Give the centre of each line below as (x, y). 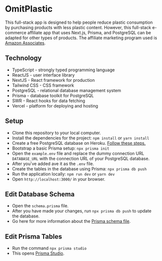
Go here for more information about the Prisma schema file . (71, 221)
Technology (23, 58)
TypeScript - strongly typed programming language (63, 70)
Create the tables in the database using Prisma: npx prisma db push (79, 169)
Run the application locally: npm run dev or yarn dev (63, 174)
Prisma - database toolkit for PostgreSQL (53, 95)
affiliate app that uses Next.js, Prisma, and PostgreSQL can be (89, 32)
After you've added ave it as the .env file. (53, 164)
